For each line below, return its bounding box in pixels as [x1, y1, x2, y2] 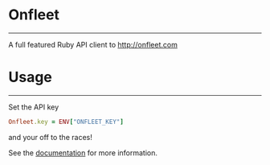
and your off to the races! [8, 132, 92, 142]
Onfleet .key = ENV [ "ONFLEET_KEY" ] [8, 118, 125, 126]
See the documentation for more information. [8, 147, 158, 158]
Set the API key [8, 102, 59, 112]
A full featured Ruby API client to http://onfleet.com [8, 39, 178, 49]
